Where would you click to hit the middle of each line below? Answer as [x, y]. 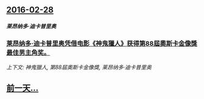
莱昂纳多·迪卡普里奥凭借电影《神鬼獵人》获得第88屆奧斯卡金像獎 [102, 44]
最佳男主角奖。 [28, 53]
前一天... [23, 88]
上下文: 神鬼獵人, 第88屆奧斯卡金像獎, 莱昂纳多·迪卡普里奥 [79, 67]
